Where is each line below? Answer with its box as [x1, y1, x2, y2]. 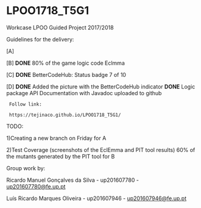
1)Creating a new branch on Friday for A [6, 134, 107, 142]
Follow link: [9, 101, 43, 107]
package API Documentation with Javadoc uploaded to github [6, 89, 162, 96]
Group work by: [6, 164, 46, 171]
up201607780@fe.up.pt [6, 182, 66, 190]
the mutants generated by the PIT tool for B [6, 152, 115, 160]
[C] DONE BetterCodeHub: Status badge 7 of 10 [6, 71, 127, 78]
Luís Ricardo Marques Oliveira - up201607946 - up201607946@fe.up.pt [6, 195, 187, 202]
